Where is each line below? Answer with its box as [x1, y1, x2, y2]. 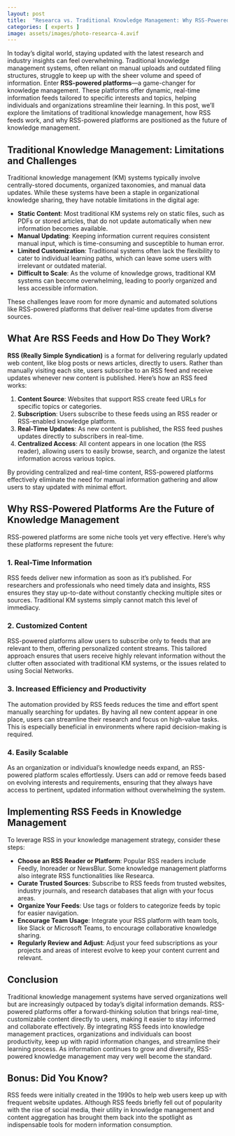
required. [7, 730, 34, 738]
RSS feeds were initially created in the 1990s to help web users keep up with [7, 1091, 227, 1100]
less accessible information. [17, 284, 99, 292]
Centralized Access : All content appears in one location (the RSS [17, 439, 206, 447]
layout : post [7, 10, 45, 18]
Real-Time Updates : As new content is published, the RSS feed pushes [17, 424, 223, 433]
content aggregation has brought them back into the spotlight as [7, 1113, 193, 1122]
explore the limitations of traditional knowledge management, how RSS [7, 109, 211, 117]
